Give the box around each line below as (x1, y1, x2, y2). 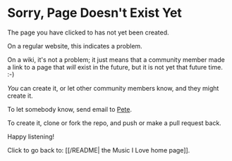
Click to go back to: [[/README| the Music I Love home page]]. (7, 146, 190, 154)
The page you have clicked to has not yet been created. (7, 28, 169, 37)
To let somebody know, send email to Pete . (7, 105, 133, 113)
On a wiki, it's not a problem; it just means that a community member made (7, 55, 226, 64)
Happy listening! (7, 132, 55, 141)
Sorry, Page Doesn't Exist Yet (7, 5, 182, 21)
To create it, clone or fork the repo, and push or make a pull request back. (7, 118, 222, 127)
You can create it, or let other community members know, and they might (7, 84, 219, 92)
